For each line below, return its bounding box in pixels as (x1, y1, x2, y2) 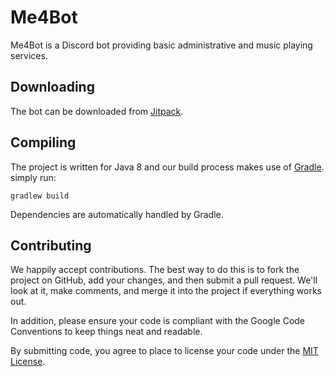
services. (10, 49, 48, 61)
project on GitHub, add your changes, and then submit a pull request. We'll (10, 274, 318, 286)
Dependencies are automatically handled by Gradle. (10, 208, 224, 220)
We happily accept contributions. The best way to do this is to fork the (10, 264, 300, 276)
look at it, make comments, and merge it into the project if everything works (10, 285, 322, 297)
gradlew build (10, 191, 70, 201)
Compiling (10, 134, 77, 151)
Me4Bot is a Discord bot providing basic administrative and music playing (10, 39, 313, 51)
